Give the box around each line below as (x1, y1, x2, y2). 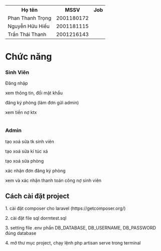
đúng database (5, 230, 37, 236)
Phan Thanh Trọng (8, 15, 52, 22)
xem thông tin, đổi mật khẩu (5, 90, 63, 96)
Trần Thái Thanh (8, 31, 47, 38)
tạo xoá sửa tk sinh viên (5, 138, 54, 145)
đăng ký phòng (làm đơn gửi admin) (5, 100, 79, 106)
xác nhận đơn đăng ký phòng (5, 168, 66, 174)
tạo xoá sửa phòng (5, 158, 44, 164)
